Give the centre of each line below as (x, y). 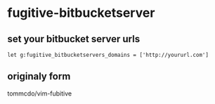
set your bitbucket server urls (74, 39)
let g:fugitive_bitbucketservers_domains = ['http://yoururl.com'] (108, 55)
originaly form (39, 76)
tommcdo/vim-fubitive (40, 93)
